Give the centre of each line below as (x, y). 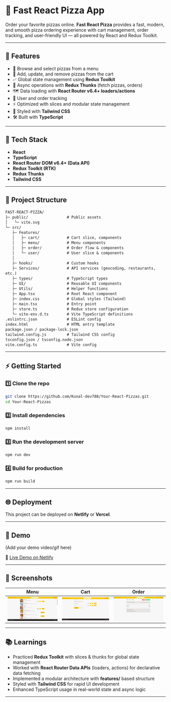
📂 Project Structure (36, 200)
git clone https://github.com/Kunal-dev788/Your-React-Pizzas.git (77, 397)
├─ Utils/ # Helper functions (60, 289)
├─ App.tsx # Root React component (64, 294)
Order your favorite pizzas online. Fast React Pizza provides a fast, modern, (85, 24)
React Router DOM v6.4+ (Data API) (51, 163)
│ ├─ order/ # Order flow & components (68, 248)
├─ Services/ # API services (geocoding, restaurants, (84, 268)
